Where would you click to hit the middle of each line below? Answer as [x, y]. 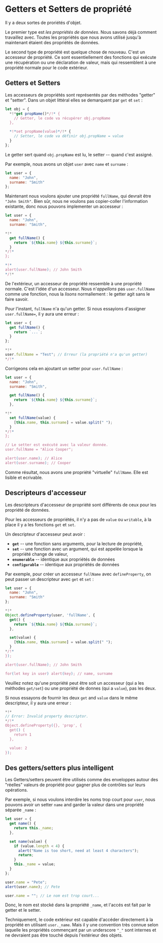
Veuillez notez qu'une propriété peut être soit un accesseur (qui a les [75, 683]
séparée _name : [21, 810]
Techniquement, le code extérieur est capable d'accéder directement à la [79, 919]
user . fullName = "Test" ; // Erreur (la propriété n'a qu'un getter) [76, 354]
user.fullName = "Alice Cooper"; [39, 449]
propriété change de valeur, [40, 554]
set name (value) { [28, 842]
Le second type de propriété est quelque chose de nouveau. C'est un [75, 52]
